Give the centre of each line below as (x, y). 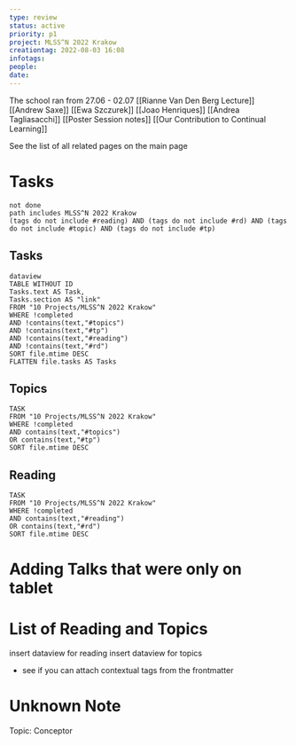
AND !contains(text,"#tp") (59, 330)
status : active (37, 26)
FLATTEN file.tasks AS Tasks (63, 361)
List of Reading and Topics (109, 628)
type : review (33, 17)
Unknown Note (65, 706)
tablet (31, 588)
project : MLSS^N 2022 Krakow (63, 42)
